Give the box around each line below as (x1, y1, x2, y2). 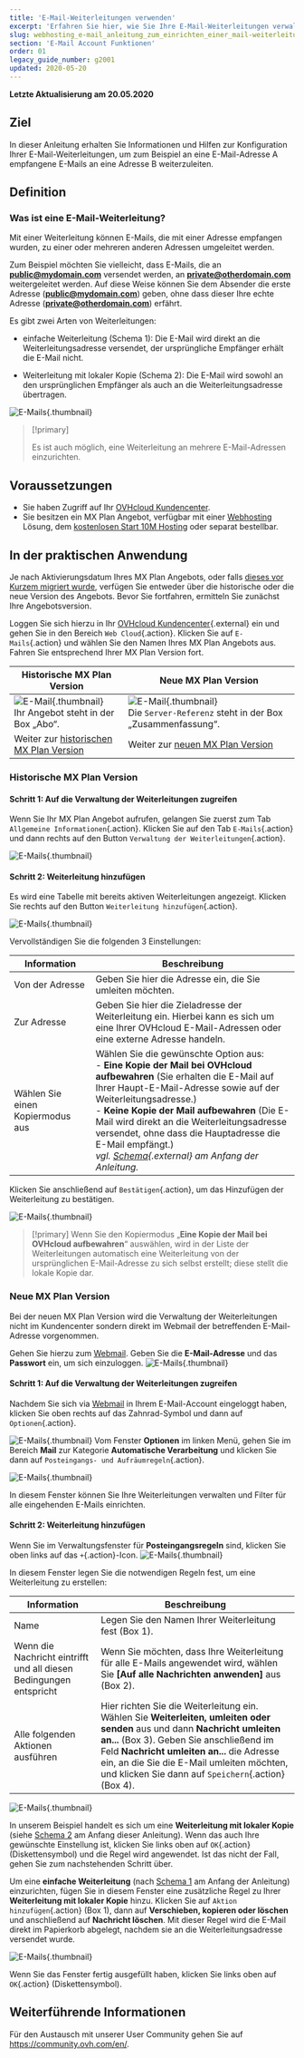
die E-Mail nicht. (22, 353, 84, 364)
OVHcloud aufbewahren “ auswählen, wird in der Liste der (31, 1238, 250, 1249)
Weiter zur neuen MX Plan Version (128, 738, 274, 751)
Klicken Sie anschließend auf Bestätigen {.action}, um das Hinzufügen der (9, 1184, 284, 1195)
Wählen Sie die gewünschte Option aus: (95, 1048, 264, 1061)
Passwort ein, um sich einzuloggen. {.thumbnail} (9, 1357, 229, 1368)
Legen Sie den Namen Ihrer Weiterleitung (100, 1614, 276, 1626)
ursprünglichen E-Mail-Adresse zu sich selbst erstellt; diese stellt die (31, 1257, 289, 1269)
